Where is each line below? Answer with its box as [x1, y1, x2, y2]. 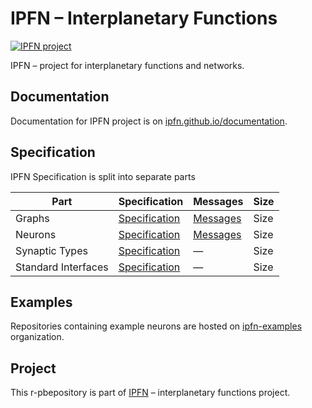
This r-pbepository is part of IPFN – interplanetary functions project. [10, 387, 291, 399]
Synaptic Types [15, 243, 88, 257]
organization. [10, 331, 65, 343]
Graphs [15, 211, 50, 225]
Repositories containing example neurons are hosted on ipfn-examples [10, 320, 303, 332]
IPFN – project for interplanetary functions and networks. [10, 59, 245, 71]
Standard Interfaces [15, 260, 109, 274]
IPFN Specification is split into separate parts [10, 170, 196, 182]
